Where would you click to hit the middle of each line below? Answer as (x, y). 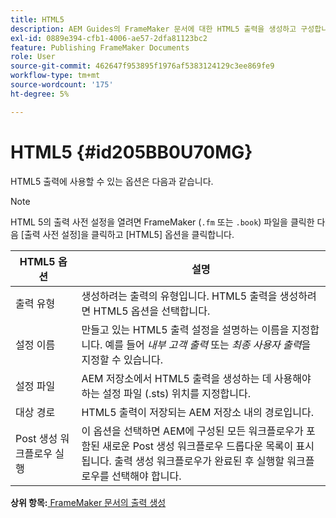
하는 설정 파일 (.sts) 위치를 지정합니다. (166, 393)
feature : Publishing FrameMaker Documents (100, 47)
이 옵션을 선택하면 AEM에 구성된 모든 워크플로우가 (192, 431)
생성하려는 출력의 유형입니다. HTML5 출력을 (179, 296)
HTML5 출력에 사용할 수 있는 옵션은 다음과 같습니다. (112, 181)
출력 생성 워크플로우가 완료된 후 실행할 (199, 461)
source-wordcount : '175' (62, 85)
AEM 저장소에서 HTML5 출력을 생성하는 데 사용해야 (196, 378)
